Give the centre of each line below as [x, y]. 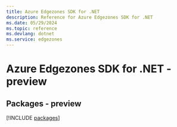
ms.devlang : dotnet [30, 34]
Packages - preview [44, 103]
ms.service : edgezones [34, 39]
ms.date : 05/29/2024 [32, 23]
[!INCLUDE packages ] [33, 118]
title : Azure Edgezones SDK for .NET [53, 12]
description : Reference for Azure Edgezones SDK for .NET [80, 17]
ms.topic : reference [32, 28]
